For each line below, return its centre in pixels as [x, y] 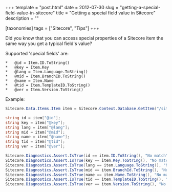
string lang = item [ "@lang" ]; [38, 127]
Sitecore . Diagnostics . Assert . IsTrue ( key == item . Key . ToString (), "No [81, 160]
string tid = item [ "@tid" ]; [35, 142]
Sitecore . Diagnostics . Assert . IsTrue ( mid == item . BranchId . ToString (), [82, 170]
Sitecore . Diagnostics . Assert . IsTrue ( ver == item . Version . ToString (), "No [86, 184]
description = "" [22, 18]
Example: [15, 99]
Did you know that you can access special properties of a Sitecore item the [84, 38]
